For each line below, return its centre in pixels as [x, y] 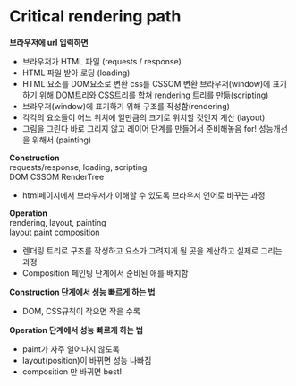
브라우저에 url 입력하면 [49, 42]
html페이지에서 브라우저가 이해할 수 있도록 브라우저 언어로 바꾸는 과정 [144, 195]
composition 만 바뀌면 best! [72, 371]
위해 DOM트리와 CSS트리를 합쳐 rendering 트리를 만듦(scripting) [154, 95]
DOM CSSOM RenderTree [57, 176]
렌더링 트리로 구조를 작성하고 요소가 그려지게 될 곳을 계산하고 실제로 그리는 [152, 250]
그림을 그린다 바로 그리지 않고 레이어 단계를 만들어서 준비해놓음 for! [140, 128]
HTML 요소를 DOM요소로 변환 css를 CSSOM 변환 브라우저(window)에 [146, 83]
